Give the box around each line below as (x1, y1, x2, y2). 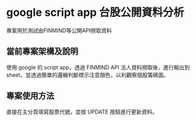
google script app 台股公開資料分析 (6, 5, 184, 19)
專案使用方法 (6, 91, 55, 101)
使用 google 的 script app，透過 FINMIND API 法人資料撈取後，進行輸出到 (6, 63, 190, 71)
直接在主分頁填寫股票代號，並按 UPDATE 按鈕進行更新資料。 (6, 108, 158, 116)
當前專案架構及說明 (6, 46, 78, 57)
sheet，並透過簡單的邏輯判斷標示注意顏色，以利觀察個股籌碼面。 (6, 71, 169, 78)
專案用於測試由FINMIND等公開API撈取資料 (6, 27, 112, 34)
